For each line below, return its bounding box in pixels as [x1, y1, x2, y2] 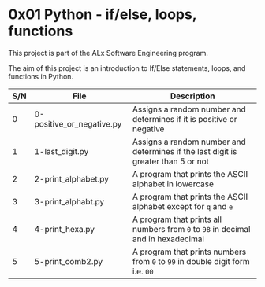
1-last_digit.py [34, 145, 89, 156]
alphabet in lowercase [132, 178, 215, 189]
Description [170, 90, 215, 101]
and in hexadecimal [132, 234, 205, 245]
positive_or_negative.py [34, 118, 122, 129]
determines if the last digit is [132, 145, 237, 156]
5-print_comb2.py [34, 256, 103, 267]
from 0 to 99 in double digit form [132, 256, 250, 267]
